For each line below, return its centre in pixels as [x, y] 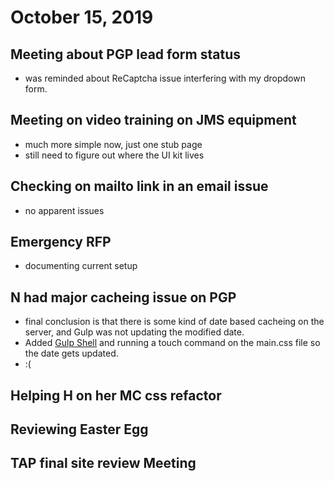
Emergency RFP [61, 242]
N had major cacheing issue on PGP [123, 297]
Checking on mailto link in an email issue [139, 186]
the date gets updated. [71, 353]
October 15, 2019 [82, 17]
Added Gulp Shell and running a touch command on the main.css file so [172, 343]
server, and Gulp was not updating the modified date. [134, 332]
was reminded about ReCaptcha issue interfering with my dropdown [165, 78]
